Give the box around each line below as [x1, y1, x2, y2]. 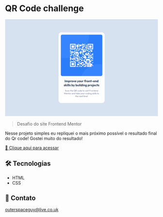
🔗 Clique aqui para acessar [5, 145, 59, 151]
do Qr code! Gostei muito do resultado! [5, 135, 83, 141]
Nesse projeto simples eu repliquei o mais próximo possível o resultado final [5, 130, 157, 136]
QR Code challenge [5, 3, 84, 14]
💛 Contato [5, 194, 36, 202]
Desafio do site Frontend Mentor [16, 121, 82, 126]
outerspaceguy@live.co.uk [5, 207, 59, 213]
